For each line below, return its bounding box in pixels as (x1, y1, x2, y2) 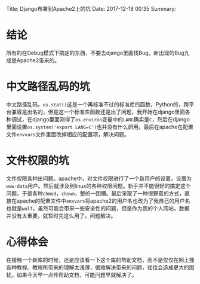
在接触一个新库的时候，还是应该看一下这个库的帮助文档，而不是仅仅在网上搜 (6, 256, 195, 263)
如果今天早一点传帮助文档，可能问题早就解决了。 (16, 271, 137, 278)
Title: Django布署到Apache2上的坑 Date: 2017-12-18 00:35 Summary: (6, 5, 176, 12)
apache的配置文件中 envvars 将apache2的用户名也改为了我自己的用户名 (16, 197, 190, 204)
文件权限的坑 (6, 154, 70, 167)
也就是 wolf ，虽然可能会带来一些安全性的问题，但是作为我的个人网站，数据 (6, 204, 190, 212)
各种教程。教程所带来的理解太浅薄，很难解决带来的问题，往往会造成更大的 (6, 264, 189, 271)
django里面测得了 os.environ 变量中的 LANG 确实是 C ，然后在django (32, 115, 190, 123)
